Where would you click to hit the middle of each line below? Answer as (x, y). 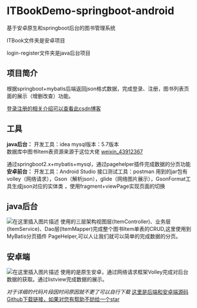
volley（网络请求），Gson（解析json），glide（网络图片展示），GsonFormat (96, 178)
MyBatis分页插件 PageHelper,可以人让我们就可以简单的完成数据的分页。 (94, 236)
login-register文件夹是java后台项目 (49, 53)
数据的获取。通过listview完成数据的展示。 (57, 279)
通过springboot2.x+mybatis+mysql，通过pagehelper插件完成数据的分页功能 (99, 164)
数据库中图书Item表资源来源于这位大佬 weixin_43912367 (75, 151)
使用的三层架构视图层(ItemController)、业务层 (116, 221)
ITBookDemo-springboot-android (91, 11)
